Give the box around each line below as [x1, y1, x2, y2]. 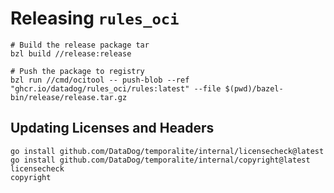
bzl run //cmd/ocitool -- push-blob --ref [10, 75, 190, 85]
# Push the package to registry [10, 66, 145, 76]
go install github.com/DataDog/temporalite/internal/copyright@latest [10, 155, 311, 165]
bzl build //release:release [10, 48, 132, 59]
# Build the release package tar [10, 40, 150, 50]
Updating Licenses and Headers [10, 120, 215, 137]
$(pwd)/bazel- [224, 83, 284, 94]
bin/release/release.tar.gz [10, 92, 128, 102]
